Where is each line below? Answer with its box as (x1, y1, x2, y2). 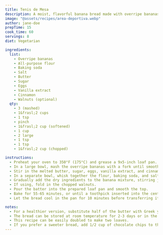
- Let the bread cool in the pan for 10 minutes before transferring (9, 196, 153, 201)
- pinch (14, 119, 29, 124)
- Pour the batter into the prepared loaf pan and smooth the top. (9, 187, 149, 192)
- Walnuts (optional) (14, 97, 57, 102)
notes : (5, 204, 18, 209)
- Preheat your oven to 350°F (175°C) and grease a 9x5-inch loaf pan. (9, 159, 158, 165)
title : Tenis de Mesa (5, 7, 49, 12)
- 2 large (14, 133, 34, 138)
